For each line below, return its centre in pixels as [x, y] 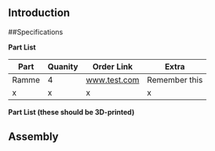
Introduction [39, 13]
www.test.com [113, 79]
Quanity [63, 66]
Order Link [113, 66]
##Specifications [36, 31]
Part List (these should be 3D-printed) [71, 112]
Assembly [33, 137]
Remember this [175, 79]
